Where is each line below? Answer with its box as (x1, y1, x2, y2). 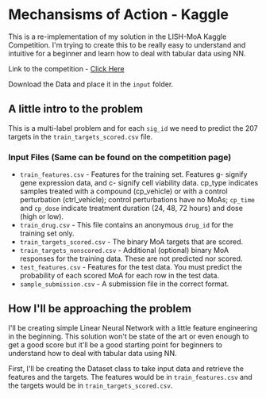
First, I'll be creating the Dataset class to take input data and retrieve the (8, 363, 245, 373)
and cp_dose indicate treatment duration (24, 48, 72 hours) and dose (19, 204, 244, 213)
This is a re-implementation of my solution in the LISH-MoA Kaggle (8, 32, 227, 41)
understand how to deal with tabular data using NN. (8, 348, 177, 358)
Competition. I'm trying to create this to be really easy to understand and (8, 40, 246, 49)
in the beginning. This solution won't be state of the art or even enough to (8, 331, 249, 341)
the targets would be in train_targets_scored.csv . (8, 381, 173, 390)
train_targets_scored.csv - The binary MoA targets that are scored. (19, 237, 244, 247)
